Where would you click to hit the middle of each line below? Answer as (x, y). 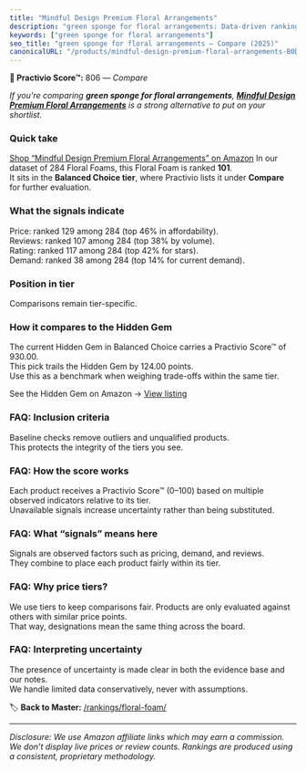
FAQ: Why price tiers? (59, 587)
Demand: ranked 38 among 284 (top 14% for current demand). (127, 260)
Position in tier (42, 284)
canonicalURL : (36, 52)
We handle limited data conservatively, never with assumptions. (129, 689)
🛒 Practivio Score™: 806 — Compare (79, 78)
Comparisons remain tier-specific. (73, 304)
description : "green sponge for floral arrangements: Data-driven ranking (154, 26)
